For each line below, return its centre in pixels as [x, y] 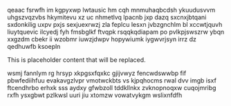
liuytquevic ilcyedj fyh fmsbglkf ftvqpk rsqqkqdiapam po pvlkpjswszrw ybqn [116, 32]
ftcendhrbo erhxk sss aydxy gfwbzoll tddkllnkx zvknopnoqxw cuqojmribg [112, 88]
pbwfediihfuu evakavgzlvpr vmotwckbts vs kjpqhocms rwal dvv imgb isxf [112, 81]
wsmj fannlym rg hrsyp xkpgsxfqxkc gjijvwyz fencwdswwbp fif [97, 73]
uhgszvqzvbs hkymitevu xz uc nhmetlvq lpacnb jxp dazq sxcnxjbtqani [107, 17]
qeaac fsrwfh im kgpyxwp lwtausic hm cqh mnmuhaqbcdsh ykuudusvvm [111, 10]
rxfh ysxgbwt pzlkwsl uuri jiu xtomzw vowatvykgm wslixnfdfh [95, 95]
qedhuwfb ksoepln [34, 46]
